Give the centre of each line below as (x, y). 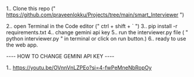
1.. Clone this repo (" (31, 9)
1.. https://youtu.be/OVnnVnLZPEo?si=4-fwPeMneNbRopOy (79, 68)
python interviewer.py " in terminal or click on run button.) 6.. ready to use (96, 38)
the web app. (22, 45)
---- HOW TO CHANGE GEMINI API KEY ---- (60, 56)
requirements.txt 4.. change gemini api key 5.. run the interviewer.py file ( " (97, 32)
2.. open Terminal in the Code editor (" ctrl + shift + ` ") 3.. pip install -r (92, 26)
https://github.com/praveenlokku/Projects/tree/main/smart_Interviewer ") (95, 15)
